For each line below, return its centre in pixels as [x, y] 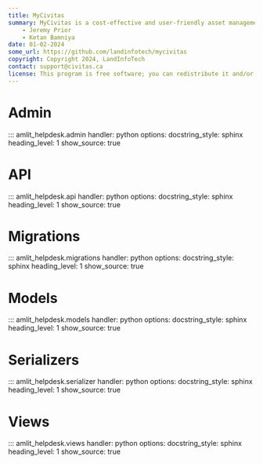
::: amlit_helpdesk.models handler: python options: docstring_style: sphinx [128, 320]
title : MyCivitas [36, 15]
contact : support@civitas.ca [56, 67]
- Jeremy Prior [47, 30]
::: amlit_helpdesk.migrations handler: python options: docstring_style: [121, 258]
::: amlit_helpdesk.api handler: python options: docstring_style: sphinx [121, 196]
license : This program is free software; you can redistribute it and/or [131, 74]
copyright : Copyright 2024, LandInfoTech [77, 60]
